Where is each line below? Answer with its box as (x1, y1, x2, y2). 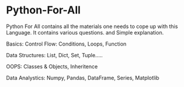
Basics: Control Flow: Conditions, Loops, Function (6, 40, 127, 47)
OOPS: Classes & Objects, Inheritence (6, 62, 98, 70)
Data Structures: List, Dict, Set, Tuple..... (6, 51, 103, 58)
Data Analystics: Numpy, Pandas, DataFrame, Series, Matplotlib (6, 74, 160, 81)
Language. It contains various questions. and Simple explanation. (6, 29, 164, 36)
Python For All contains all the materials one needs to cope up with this (6, 23, 178, 30)
